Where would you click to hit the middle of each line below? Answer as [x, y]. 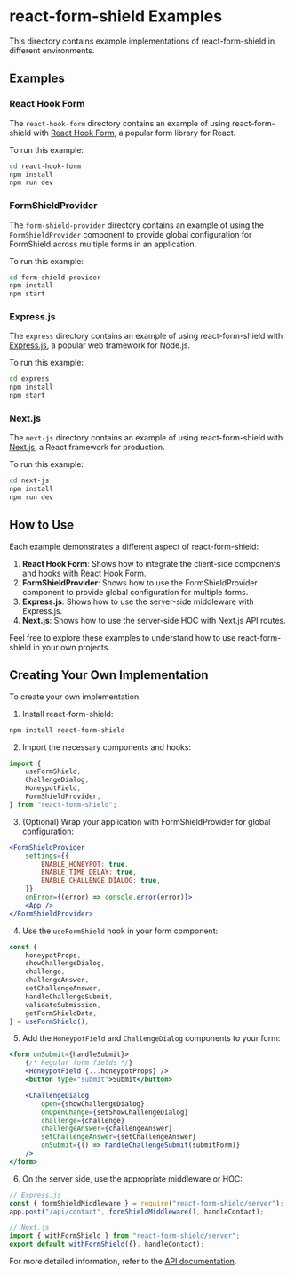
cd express [29, 379]
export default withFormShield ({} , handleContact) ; [107, 1244]
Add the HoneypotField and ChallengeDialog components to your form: [151, 1038]
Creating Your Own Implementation [109, 675]
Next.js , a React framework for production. [88, 448]
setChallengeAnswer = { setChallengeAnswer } [119, 1137]
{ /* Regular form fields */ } [79, 1063]
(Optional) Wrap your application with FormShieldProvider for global [146, 821]
